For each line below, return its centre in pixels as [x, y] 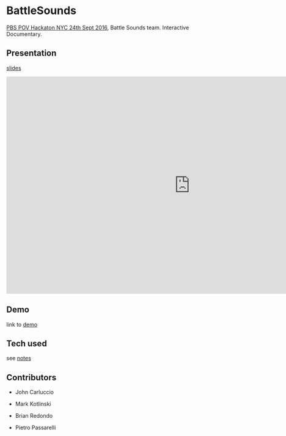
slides [14, 68]
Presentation [31, 53]
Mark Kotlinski [33, 404]
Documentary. [24, 34]
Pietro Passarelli [35, 427]
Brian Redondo [34, 416]
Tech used [27, 343]
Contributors [31, 377]
